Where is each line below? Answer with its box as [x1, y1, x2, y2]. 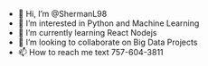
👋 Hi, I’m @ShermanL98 [17, 9, 108, 19]
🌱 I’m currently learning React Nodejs [17, 28, 157, 37]
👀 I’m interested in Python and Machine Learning [17, 18, 200, 29]
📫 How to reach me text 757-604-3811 [17, 47, 165, 57]
